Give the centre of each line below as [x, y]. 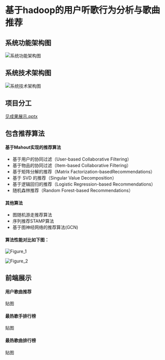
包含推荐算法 [25, 134]
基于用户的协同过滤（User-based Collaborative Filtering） [72, 159]
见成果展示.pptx [21, 116]
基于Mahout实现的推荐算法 [33, 147]
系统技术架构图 [28, 73]
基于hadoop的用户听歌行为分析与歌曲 [83, 10]
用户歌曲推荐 [18, 291]
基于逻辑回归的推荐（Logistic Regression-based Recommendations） [84, 184]
